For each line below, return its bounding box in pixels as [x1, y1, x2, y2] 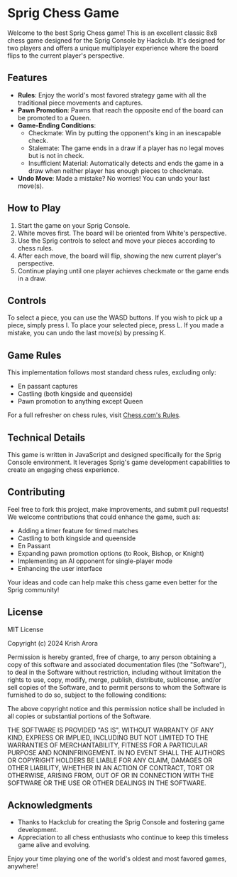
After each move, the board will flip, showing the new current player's [17, 251, 221, 260]
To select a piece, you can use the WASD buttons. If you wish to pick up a [7, 313, 224, 322]
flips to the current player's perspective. [7, 51, 125, 60]
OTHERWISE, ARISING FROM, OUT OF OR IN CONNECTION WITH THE [7, 771, 214, 779]
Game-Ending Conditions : [17, 121, 97, 130]
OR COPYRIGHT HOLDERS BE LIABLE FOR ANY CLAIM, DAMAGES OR [7, 756, 213, 765]
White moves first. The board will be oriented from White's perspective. [17, 229, 227, 237]
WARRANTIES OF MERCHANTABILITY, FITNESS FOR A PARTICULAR [7, 740, 208, 749]
